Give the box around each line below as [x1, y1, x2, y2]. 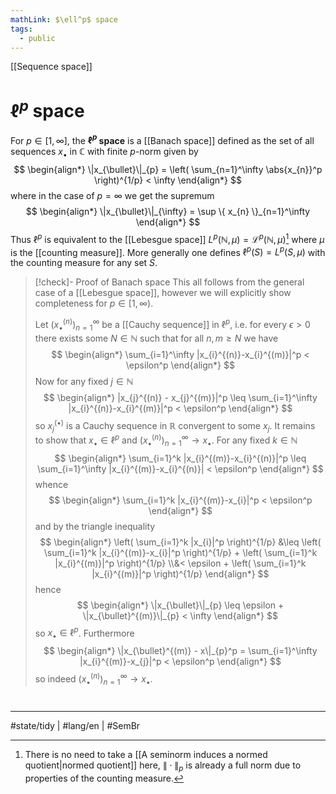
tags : [10, 24, 33, 34]
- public [19, 33, 56, 43]
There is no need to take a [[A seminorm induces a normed [24, 748, 268, 760]
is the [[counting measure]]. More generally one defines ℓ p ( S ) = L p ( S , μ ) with [10, 244, 326, 258]
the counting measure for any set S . [10, 257, 158, 269]
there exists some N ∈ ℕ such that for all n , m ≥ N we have [34, 332, 279, 344]
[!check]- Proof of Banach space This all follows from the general [34, 276, 305, 288]
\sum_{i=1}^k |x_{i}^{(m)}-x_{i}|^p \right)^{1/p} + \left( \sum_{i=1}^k [43, 546, 318, 558]
